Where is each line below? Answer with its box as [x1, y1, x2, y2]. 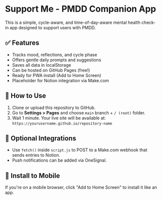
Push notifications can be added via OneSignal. [12, 157, 107, 164]
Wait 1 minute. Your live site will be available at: [12, 115, 106, 121]
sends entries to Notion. [12, 152, 61, 158]
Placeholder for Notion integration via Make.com [12, 77, 109, 83]
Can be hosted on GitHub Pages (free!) [12, 67, 90, 73]
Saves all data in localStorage [12, 62, 71, 68]
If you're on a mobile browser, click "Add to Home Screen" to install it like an [5, 184, 158, 190]
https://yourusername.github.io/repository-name [12, 121, 113, 126]
